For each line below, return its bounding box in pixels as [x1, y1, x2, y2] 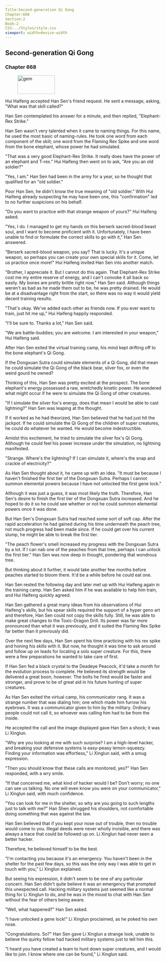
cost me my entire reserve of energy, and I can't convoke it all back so [5, 274, 149, 280]
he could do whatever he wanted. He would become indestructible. [5, 425, 142, 431]
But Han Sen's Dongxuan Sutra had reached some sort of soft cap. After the [5, 515, 161, 522]
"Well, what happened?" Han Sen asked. [5, 906, 88, 912]
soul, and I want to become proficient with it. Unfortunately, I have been [5, 229, 151, 235]
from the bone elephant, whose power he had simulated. [5, 144, 121, 150]
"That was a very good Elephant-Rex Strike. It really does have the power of [5, 153, 160, 159]
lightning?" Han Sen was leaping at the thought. [5, 405, 103, 411]
